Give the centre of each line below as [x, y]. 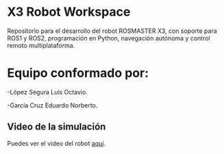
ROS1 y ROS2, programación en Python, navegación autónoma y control [109, 38]
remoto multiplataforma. [41, 45]
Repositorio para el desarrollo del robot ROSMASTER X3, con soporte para [112, 31]
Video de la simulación [57, 127]
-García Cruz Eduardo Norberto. [52, 105]
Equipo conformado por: [78, 73]
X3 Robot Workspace [69, 12]
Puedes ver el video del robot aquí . [57, 143]
